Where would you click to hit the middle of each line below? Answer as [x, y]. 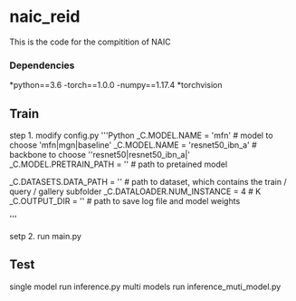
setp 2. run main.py [45, 237]
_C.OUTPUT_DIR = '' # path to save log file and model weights [125, 201]
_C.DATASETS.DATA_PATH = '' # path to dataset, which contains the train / [148, 182]
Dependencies [42, 65]
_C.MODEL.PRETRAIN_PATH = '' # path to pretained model [119, 164]
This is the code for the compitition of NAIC [90, 42]
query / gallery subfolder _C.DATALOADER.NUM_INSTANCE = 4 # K [135, 191]
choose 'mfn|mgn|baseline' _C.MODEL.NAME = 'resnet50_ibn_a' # [134, 145]
